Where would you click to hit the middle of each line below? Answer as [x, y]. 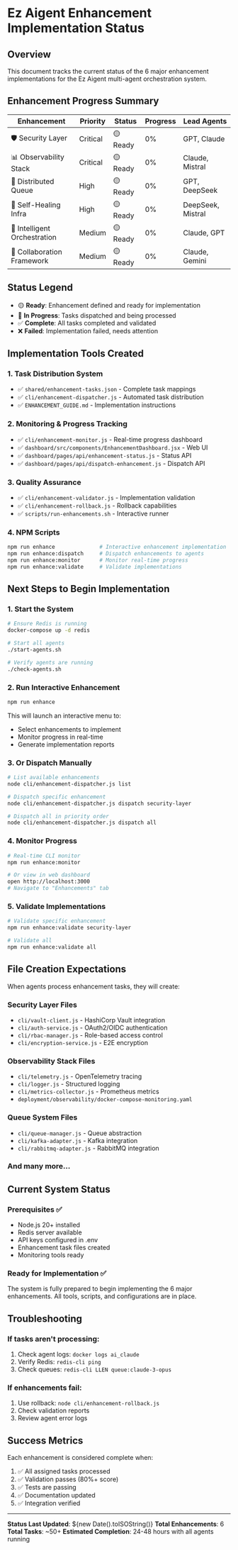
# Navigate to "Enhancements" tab [58, 888]
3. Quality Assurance [44, 482]
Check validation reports [53, 1411]
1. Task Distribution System [55, 374]
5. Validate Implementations [57, 906]
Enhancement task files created [64, 1248]
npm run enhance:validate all [52, 947]
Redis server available [50, 1232]
